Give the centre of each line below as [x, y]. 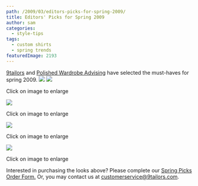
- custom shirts [31, 45]
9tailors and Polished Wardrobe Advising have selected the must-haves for [98, 72]
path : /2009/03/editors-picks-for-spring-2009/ [66, 12]
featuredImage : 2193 [32, 56]
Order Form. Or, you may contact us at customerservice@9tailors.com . [93, 177]
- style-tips [28, 34]
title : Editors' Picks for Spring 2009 [55, 17]
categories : [21, 28]
